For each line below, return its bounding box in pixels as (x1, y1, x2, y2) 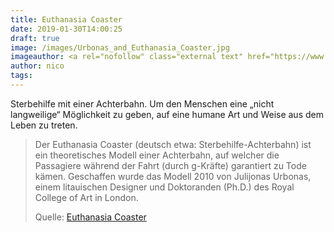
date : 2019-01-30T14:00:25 (10, 24, 123, 34)
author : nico (10, 61, 65, 71)
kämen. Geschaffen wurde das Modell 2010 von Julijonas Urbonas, (34, 170, 312, 182)
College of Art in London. (34, 191, 139, 203)
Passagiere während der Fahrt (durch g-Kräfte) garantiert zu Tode (34, 159, 307, 171)
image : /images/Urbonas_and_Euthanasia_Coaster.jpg (10, 42, 230, 53)
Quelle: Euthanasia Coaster (34, 211, 147, 223)
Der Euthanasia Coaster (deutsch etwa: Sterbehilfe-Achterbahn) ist (34, 138, 312, 150)
